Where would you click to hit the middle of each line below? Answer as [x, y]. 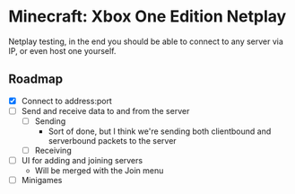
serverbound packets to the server [112, 140]
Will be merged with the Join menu [99, 171]
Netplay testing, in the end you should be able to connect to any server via [146, 41]
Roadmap [36, 79]
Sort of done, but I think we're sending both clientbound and [160, 131]
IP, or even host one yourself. [62, 50]
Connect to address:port [67, 101]
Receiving [53, 150]
